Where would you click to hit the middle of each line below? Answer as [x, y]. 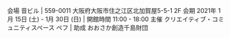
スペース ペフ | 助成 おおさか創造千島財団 [89, 27]
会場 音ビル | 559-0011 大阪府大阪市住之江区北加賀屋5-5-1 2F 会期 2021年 [112, 11]
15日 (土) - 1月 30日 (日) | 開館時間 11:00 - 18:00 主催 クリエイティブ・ [114, 19]
